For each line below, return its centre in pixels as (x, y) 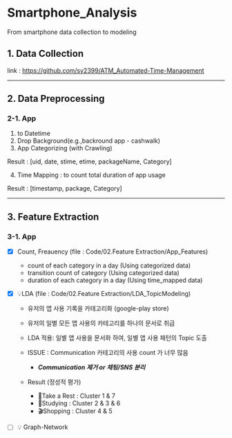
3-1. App (22, 236)
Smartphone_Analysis (72, 13)
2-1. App (22, 119)
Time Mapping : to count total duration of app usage (91, 175)
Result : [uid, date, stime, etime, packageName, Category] (90, 161)
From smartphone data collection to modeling (72, 32)
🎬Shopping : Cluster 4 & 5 (75, 411)
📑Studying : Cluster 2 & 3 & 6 (79, 403)
